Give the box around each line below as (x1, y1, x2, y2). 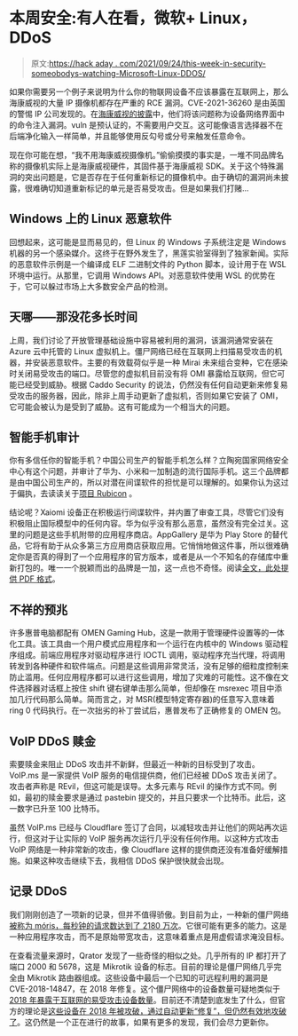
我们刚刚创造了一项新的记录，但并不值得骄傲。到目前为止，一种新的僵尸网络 (9, 909, 289, 920)
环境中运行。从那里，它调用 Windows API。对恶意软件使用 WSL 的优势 (9, 270, 268, 281)
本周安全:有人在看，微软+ (9, 8, 197, 28)
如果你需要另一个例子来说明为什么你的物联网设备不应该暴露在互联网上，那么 (9, 86, 289, 97)
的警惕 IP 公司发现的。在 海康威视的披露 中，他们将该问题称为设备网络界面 (9, 108, 278, 119)
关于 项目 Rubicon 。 (63, 488, 137, 499)
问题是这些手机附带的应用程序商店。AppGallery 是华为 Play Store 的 (24, 529, 273, 540)
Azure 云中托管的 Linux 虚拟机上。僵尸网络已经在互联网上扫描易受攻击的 (9, 345, 275, 356)
